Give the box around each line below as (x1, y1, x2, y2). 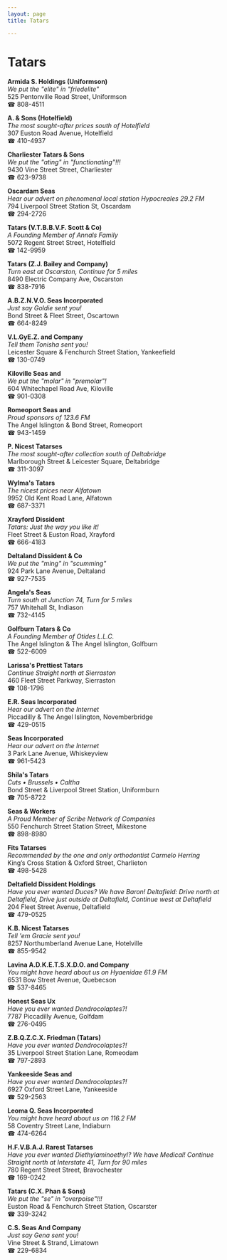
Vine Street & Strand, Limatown (7, 1239, 100, 1247)
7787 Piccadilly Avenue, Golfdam (7, 1012, 105, 1021)
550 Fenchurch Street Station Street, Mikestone (7, 822, 147, 831)
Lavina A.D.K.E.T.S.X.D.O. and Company (7, 960, 130, 969)
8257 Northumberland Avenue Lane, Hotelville (7, 939, 143, 947)
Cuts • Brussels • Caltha (7, 778, 80, 787)
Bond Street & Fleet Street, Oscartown (7, 311, 120, 320)
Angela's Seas (7, 588, 51, 597)
